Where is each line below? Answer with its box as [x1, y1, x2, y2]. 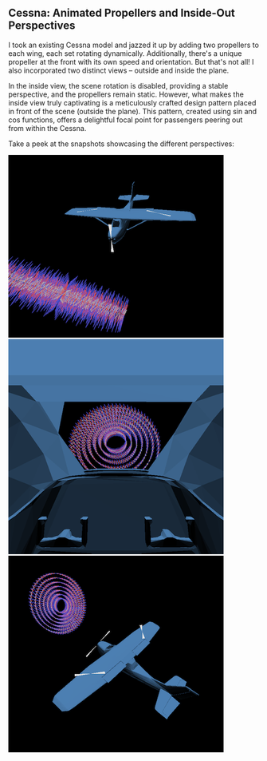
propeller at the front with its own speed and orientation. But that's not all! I [8, 57, 254, 66]
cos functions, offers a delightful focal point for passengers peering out [8, 115, 243, 125]
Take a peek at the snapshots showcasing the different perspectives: [8, 139, 235, 149]
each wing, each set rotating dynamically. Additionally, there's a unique [8, 48, 242, 58]
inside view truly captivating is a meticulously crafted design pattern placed [8, 97, 257, 107]
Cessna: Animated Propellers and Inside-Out [8, 6, 235, 20]
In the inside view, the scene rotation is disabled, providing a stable [8, 81, 229, 90]
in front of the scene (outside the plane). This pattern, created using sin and [8, 106, 257, 116]
